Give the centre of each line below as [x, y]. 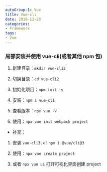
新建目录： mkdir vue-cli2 [39, 68]
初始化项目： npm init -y [38, 90]
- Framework [17, 29]
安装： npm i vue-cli [33, 100]
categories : [17, 24]
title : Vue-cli [21, 15]
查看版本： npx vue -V [35, 111]
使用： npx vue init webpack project [50, 121]
